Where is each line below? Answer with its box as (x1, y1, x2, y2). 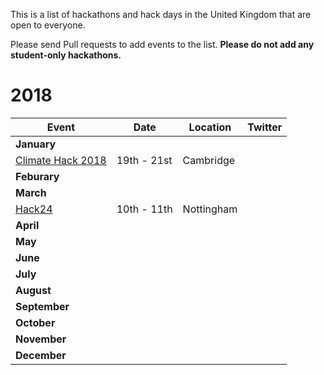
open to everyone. (10, 19, 86, 31)
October (15, 315, 56, 329)
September (15, 299, 70, 313)
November (15, 332, 67, 346)
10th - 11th (116, 202, 173, 216)
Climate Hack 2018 (15, 153, 107, 167)
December (15, 348, 67, 362)
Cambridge (182, 153, 236, 167)
